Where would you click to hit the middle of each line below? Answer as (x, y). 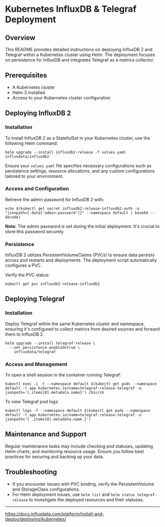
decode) (13, 217)
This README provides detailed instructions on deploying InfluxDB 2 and (79, 49)
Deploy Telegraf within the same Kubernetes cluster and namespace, (75, 324)
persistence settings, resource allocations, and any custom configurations (80, 171)
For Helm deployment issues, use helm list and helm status (73, 494)
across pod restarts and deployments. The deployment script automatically (81, 260)
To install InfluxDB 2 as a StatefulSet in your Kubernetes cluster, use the (78, 138)
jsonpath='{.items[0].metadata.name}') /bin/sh (55, 393)
